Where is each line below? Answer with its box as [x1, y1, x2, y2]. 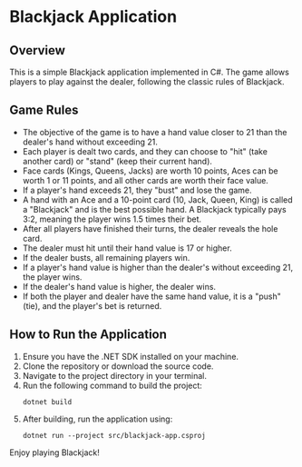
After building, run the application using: [22, 413, 173, 424]
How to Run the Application [9, 327, 168, 343]
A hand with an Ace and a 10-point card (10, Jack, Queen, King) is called [22, 194, 293, 205]
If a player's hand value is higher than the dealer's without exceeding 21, [22, 262, 294, 273]
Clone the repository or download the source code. [22, 361, 214, 372]
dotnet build [22, 397, 73, 406]
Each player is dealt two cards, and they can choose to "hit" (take [22, 145, 268, 156]
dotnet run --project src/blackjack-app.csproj [22, 431, 206, 440]
